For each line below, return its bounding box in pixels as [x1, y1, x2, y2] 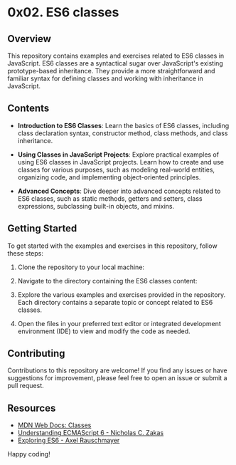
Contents [7, 103, 50, 115]
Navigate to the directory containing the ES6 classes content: [17, 276, 198, 285]
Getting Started [7, 222, 77, 235]
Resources [7, 402, 56, 414]
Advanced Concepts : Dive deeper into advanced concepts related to [17, 187, 221, 195]
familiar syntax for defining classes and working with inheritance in [7, 74, 204, 83]
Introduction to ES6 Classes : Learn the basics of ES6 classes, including [17, 121, 230, 130]
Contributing [7, 348, 65, 360]
